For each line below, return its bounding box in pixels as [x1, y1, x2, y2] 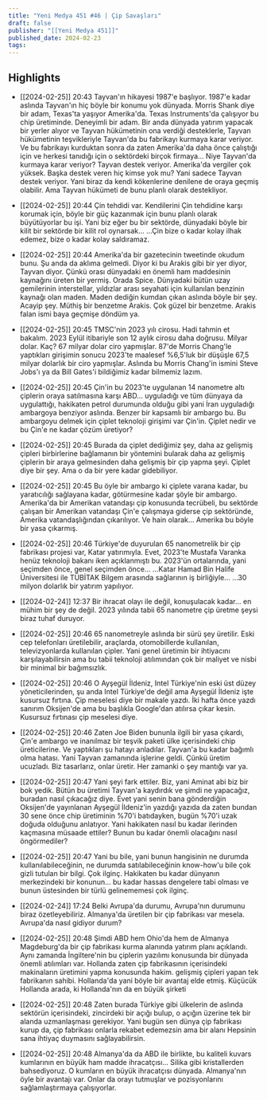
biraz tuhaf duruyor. [19, 613, 85, 623]
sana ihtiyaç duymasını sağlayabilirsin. [19, 1033, 145, 1043]
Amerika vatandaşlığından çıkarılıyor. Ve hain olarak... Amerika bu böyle [19, 515, 254, 524]
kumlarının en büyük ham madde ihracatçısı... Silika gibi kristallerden [19, 1057, 244, 1067]
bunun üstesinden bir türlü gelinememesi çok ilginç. [19, 886, 189, 895]
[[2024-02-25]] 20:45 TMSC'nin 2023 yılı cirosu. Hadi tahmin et [19, 324, 230, 334]
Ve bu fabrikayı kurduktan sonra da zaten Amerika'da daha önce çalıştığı [19, 143, 257, 152]
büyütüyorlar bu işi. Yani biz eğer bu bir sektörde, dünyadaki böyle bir [19, 217, 248, 227]
